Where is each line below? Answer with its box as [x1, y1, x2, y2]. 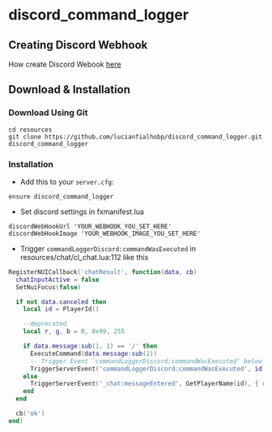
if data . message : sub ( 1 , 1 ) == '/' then [23, 342, 158, 350]
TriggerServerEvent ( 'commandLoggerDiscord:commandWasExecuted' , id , [29, 365, 266, 373]
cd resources [8, 126, 53, 134]
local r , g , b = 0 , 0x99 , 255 [23, 327, 125, 336]
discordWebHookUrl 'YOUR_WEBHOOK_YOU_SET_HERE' [8, 222, 172, 230]
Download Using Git [8, 107, 88, 118]
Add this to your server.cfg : [19, 177, 115, 186]
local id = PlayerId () [23, 306, 100, 314]
